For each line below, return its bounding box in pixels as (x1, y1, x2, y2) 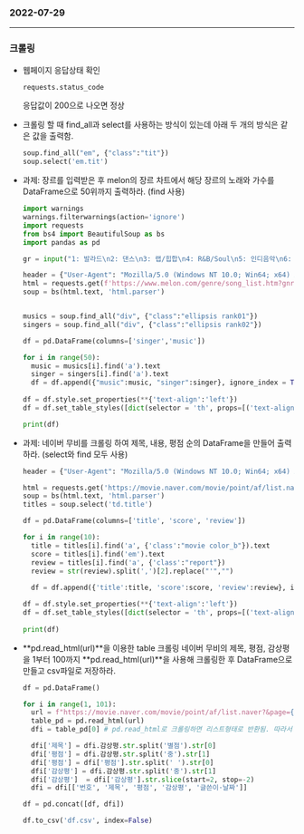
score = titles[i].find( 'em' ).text (31, 549, 166, 558)
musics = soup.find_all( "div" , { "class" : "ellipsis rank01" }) (22, 312, 259, 321)
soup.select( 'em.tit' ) (22, 157, 109, 167)
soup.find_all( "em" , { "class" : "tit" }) (22, 149, 169, 158)
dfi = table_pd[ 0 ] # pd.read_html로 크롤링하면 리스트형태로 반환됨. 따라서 (31, 725, 292, 734)
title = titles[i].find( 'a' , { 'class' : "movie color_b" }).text (31, 541, 271, 550)
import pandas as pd (22, 238, 100, 247)
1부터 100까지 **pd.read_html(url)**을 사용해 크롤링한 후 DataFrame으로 (32, 654, 293, 664)
